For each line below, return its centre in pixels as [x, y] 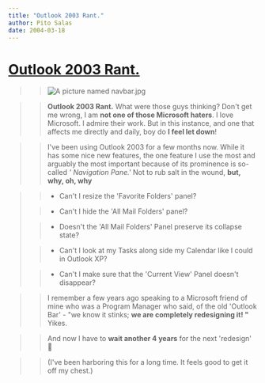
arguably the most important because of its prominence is [142, 164]
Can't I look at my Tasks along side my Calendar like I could [156, 251]
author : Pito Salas [40, 23]
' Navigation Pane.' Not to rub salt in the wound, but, [155, 173]
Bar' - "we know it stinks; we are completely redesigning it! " [148, 315]
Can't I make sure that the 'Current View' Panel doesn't [149, 275]
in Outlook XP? [83, 259]
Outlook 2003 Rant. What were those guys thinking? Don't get [150, 107]
